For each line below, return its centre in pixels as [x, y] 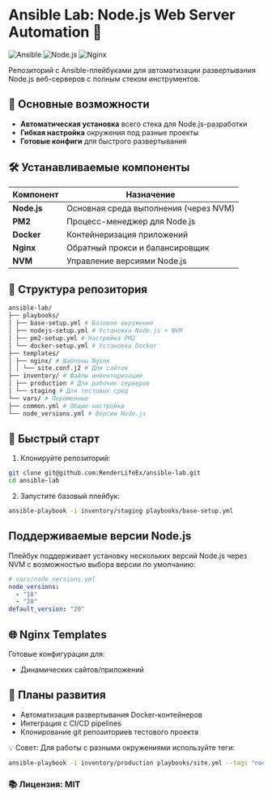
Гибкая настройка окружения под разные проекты [109, 132]
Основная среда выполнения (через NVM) [150, 208]
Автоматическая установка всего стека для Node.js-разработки [134, 124]
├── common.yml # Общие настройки [67, 406]
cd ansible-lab [34, 481]
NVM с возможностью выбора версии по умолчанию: [102, 564]
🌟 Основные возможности [79, 104]
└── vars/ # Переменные [49, 398]
